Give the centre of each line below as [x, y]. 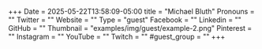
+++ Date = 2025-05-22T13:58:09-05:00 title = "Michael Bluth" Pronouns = [131, 11]
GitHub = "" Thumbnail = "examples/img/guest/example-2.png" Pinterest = [130, 28]
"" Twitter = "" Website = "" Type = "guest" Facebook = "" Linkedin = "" [125, 20]
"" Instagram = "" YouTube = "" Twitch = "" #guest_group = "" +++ [117, 36]
